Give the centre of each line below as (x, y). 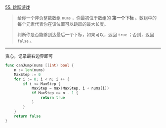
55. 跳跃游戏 (18, 7)
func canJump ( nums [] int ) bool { (40, 65)
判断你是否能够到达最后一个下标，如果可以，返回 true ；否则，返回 (86, 34)
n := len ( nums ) (30, 70)
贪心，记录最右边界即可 (29, 56)
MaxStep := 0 (27, 74)
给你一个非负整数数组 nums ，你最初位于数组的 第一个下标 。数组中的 (87, 18)
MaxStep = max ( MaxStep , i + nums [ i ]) (70, 88)
